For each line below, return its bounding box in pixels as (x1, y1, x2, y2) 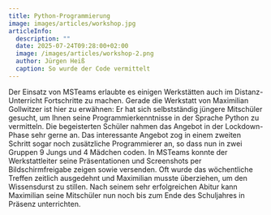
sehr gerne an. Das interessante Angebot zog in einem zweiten (31, 130, 242, 140)
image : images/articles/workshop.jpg (8, 19, 136, 28)
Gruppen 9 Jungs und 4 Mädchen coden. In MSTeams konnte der (8, 147, 228, 157)
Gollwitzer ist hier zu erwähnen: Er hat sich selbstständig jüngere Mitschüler (8, 104, 263, 114)
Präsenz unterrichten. (8, 199, 81, 209)
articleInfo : (8, 27, 53, 35)
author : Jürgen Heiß (15, 58, 85, 66)
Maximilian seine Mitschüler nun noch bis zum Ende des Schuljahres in (8, 190, 245, 200)
